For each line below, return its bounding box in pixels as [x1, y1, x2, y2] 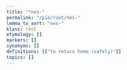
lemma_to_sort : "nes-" [6, 20, 64, 26]
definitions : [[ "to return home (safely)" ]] [6, 49, 122, 55]
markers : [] [6, 37, 37, 43]
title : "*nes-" [6, 9, 45, 15]
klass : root [6, 26, 37, 32]
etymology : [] [6, 32, 43, 38]
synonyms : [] [6, 43, 40, 49]
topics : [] [6, 54, 34, 60]
